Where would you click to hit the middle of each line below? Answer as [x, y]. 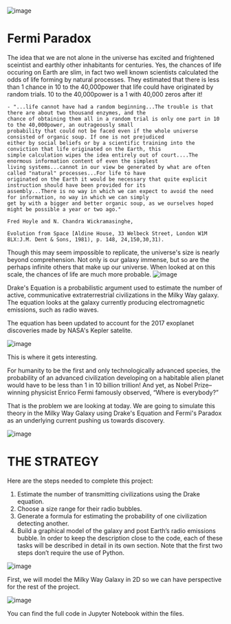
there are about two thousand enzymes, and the [77, 113]
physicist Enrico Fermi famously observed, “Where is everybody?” [124, 392]
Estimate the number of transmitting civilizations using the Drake [109, 494]
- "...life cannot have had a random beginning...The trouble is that [110, 107]
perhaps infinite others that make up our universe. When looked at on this [111, 267]
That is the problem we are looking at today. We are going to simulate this [111, 405]
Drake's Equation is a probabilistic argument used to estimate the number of [115, 288]
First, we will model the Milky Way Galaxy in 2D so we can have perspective [114, 579]
